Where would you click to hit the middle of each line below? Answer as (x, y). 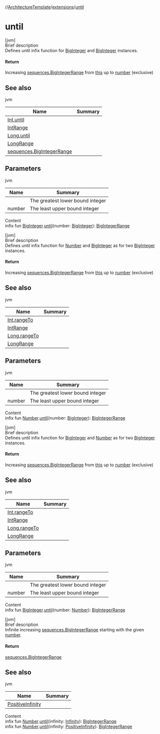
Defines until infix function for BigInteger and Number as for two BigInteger (80, 438)
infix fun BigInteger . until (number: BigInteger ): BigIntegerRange (67, 225)
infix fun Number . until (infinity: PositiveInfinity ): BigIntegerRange (69, 727)
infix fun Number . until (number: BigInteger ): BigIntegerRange (65, 418)
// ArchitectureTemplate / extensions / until (44, 7)
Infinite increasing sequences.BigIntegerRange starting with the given (75, 630)
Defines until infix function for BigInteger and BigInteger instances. (72, 50)
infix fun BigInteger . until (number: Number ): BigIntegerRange (65, 610)
